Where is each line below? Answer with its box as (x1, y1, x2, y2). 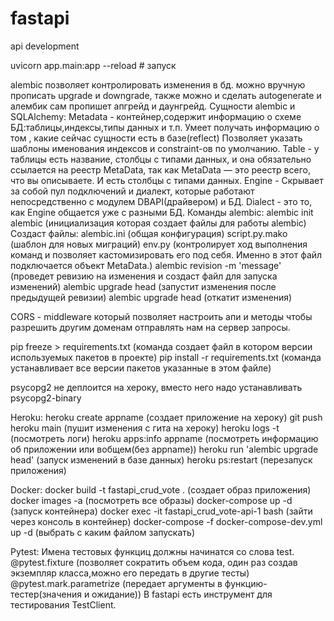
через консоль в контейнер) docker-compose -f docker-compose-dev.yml (10, 515, 323, 527)
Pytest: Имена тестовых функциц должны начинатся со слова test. (10, 545, 295, 557)
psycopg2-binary (10, 392, 82, 404)
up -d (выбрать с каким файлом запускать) (10, 526, 195, 538)
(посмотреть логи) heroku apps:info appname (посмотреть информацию (10, 432, 319, 444)
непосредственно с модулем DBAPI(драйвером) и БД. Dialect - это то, (10, 195, 313, 207)
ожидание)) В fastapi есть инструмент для (91, 588, 273, 600)
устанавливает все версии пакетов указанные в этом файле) (10, 362, 272, 374)
